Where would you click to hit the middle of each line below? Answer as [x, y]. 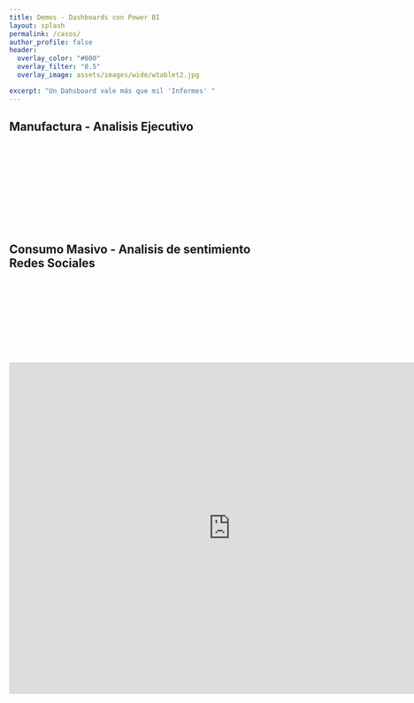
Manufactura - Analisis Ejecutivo [101, 127]
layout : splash [37, 26]
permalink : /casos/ [45, 34]
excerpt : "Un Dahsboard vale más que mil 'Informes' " [112, 91]
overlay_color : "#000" [59, 58]
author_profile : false [51, 42]
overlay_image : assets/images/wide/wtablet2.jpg [108, 75]
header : [23, 50]
